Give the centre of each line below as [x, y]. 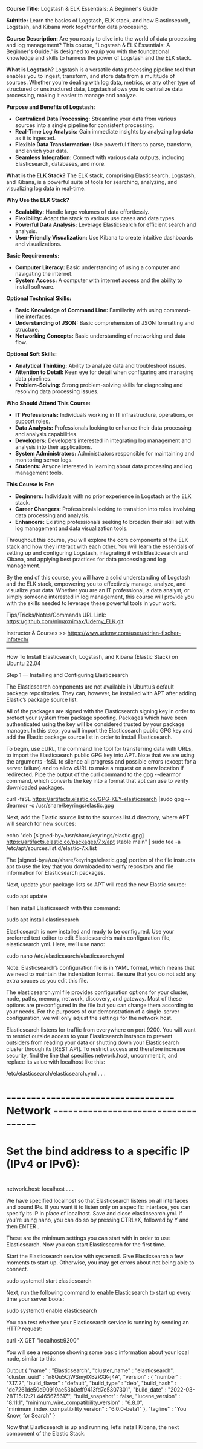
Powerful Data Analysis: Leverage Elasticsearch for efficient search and [105, 224]
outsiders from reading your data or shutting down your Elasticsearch [93, 1042]
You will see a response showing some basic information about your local [98, 1352]
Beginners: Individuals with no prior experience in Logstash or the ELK [103, 496]
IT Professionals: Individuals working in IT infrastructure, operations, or [104, 415]
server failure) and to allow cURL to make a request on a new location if [95, 768]
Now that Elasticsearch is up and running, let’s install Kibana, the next [93, 1427]
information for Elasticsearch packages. [56, 873]
